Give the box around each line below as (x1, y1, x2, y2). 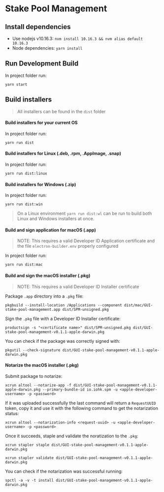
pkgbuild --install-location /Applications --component (5, 302, 122, 308)
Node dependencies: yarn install (12, 45, 83, 51)
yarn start (5, 82, 28, 87)
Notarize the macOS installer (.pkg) (5, 362, 79, 368)
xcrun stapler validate (5, 455, 54, 460)
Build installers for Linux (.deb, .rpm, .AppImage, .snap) (5, 151, 122, 157)
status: (5, 410, 19, 416)
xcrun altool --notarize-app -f (5, 383, 71, 388)
